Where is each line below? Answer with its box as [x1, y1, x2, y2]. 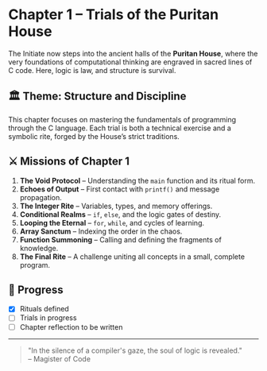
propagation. [19, 192, 62, 202]
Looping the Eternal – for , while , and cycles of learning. [19, 218, 205, 227]
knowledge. [19, 243, 59, 253]
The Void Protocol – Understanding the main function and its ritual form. [19, 176, 256, 185]
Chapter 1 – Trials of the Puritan [8, 6, 219, 24]
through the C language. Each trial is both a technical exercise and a [8, 123, 232, 133]
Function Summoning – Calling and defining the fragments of [19, 234, 222, 244]
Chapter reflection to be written [19, 322, 123, 331]
